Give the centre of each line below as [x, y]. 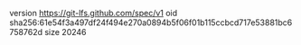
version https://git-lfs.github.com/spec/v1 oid [94, 13]
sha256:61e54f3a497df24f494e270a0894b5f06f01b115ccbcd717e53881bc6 [151, 22]
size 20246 [66, 32]
